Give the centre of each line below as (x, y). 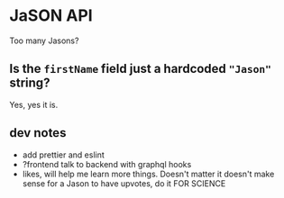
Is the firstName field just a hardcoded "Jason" (141, 69)
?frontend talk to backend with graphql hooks (107, 164)
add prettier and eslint (64, 155)
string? (30, 83)
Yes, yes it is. (34, 104)
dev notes (38, 133)
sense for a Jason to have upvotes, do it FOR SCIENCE (124, 183)
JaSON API (51, 16)
